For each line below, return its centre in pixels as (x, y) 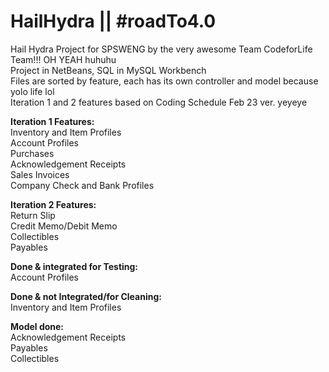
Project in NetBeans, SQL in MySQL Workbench (108, 70)
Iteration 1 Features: (52, 121)
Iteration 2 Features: (53, 204)
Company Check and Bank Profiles (82, 185)
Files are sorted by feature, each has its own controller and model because (164, 81)
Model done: (37, 326)
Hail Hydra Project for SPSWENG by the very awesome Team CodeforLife (161, 49)
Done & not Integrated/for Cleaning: (86, 296)
